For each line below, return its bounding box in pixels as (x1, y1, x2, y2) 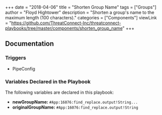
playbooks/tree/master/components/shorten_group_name (5, 25, 123, 31)
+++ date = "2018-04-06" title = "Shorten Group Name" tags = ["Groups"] (5, 4, 157, 10)
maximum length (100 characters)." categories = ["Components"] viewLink (5, 15, 157, 20)
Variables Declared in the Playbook (5, 78, 91, 85)
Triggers (5, 55, 26, 61)
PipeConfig (12, 65, 36, 71)
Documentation (5, 40, 54, 48)
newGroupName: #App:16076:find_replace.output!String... (12, 99, 138, 105)
